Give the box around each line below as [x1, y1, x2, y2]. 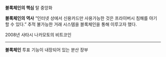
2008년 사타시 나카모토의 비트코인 [5, 32, 72, 37]
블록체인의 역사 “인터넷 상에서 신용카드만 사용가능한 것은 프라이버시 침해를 [5, 15, 148, 21]
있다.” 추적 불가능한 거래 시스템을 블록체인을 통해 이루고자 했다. [15, 22, 137, 27]
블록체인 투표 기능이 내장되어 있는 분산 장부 [5, 47, 88, 53]
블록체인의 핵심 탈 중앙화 [5, 5, 53, 10]
